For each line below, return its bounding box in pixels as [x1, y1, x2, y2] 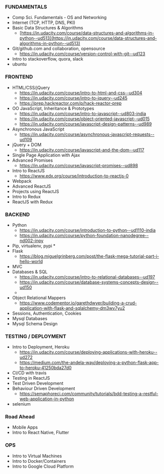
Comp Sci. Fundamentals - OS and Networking [12, 15, 107, 21]
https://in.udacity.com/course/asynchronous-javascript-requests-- [19, 131, 155, 137]
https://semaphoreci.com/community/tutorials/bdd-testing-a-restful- [19, 391, 159, 397]
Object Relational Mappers [12, 295, 66, 301]
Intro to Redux [12, 194, 41, 199]
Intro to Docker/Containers [12, 458, 66, 464]
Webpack [12, 178, 32, 184]
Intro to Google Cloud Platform [12, 463, 74, 469]
